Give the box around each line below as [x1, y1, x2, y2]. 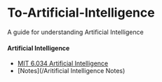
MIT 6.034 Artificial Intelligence [17, 59, 109, 67]
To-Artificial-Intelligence [7, 5, 156, 21]
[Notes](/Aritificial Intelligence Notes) [17, 67, 126, 75]
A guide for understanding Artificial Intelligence [7, 28, 144, 36]
